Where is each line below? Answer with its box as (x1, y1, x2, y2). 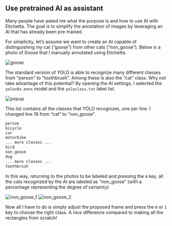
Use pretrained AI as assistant (5, 4, 103, 13)
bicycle (5, 126, 22, 131)
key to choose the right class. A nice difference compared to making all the (5, 209, 164, 215)
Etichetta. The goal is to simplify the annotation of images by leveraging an (5, 23, 163, 29)
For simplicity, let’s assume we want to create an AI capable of (5, 38, 137, 45)
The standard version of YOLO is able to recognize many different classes (5, 69, 161, 75)
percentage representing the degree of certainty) (5, 184, 109, 190)
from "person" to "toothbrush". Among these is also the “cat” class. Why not (5, 74, 166, 81)
